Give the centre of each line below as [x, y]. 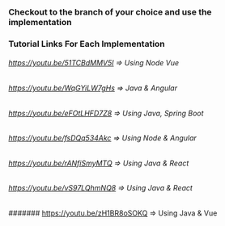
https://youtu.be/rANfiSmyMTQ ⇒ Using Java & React [99, 163]
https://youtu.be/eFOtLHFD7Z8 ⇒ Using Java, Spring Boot [106, 113]
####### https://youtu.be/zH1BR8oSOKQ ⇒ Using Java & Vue [113, 213]
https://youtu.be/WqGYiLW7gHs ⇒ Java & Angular [93, 88]
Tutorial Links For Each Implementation [87, 44]
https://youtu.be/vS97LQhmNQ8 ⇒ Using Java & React [100, 188]
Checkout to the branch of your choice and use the [110, 12]
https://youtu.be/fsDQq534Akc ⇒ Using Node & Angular [102, 138]
